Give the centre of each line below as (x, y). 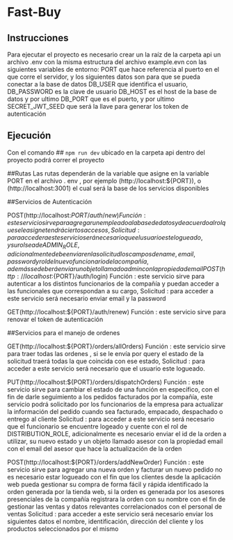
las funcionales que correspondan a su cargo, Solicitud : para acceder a (111, 291)
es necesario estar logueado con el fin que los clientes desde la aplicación (114, 477)
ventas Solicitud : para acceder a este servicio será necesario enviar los (110, 514)
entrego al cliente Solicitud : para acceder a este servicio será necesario (111, 419)
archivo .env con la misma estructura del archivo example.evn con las (107, 62)
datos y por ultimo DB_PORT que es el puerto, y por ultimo (91, 99)
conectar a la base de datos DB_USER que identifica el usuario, (98, 84)
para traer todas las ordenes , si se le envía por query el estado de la (105, 353)
